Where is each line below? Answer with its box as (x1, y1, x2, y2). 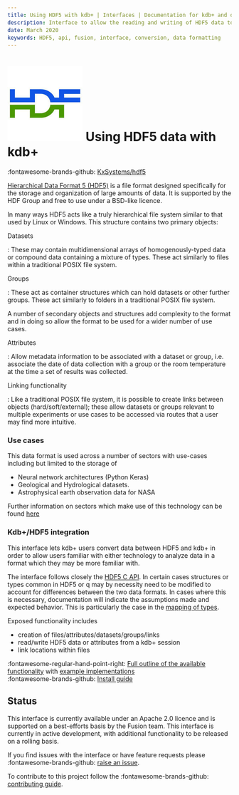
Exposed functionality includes (7, 616, 98, 625)
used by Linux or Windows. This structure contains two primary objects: (7, 218, 218, 227)
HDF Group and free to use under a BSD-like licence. (7, 197, 162, 205)
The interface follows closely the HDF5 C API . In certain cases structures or (7, 572, 229, 581)
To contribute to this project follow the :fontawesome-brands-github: (7, 771, 209, 780)
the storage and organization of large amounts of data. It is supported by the (7, 189, 232, 197)
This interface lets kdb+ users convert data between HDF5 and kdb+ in (7, 544, 216, 552)
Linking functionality (7, 381, 68, 390)
